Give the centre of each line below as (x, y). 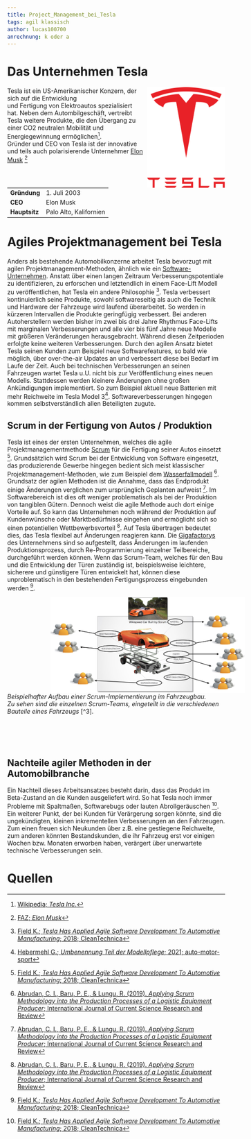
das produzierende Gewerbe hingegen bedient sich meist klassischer (106, 465)
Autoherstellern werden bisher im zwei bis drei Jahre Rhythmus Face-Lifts (113, 321)
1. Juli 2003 (63, 192)
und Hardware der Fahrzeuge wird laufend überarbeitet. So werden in (106, 307)
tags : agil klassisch (38, 22)
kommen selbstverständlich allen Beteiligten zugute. (82, 404)
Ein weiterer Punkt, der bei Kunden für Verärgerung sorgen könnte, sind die (114, 813)
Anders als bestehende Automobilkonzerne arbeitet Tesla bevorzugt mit (110, 261)
